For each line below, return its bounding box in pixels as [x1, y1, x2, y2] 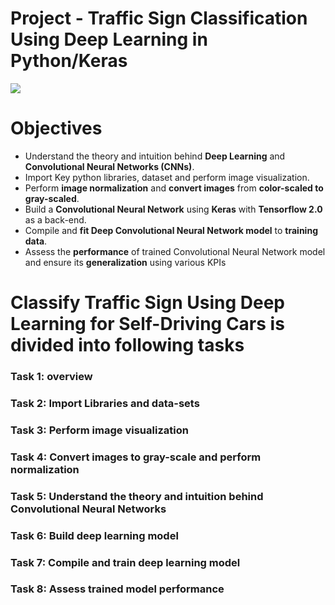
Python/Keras [10, 50, 128, 72]
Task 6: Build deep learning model [10, 528, 179, 542]
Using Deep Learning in [10, 28, 208, 51]
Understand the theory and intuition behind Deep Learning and [24, 150, 286, 162]
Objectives [10, 117, 103, 140]
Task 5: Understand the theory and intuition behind [10, 489, 264, 503]
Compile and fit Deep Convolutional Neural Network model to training [24, 224, 318, 236]
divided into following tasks [10, 334, 245, 357]
